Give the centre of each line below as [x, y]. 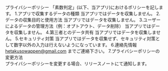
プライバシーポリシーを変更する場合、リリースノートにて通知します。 [77, 63]
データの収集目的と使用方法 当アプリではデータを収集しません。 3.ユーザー [83, 20]
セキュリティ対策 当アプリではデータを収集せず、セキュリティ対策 [87, 38]
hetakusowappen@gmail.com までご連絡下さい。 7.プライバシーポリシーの [82, 51]
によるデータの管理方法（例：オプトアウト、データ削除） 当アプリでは [78, 26]
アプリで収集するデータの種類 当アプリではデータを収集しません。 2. [89, 13]
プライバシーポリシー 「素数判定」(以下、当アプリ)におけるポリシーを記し [82, 7]
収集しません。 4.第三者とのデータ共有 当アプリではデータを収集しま [85, 32]
